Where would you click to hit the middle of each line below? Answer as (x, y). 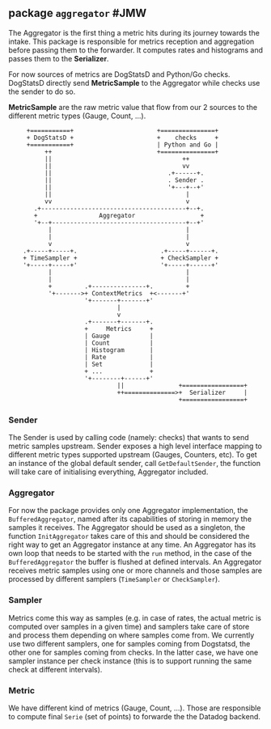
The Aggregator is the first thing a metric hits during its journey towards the (134, 32)
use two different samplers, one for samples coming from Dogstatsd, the (129, 643)
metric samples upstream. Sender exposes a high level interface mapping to (135, 446)
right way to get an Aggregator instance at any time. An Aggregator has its (132, 545)
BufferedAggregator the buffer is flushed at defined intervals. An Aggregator (135, 562)
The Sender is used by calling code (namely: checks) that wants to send (129, 438)
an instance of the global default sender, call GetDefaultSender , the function (135, 464)
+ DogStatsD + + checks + (123, 138)
